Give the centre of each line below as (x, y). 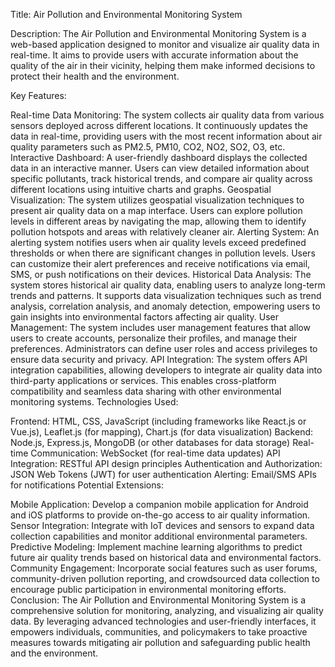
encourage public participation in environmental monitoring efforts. (148, 589)
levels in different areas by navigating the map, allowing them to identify (158, 221)
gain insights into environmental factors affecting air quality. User (145, 317)
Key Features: (38, 95)
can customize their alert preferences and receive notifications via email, (160, 263)
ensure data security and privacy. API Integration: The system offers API (159, 359)
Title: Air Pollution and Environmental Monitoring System (126, 14)
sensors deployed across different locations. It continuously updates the (159, 125)
